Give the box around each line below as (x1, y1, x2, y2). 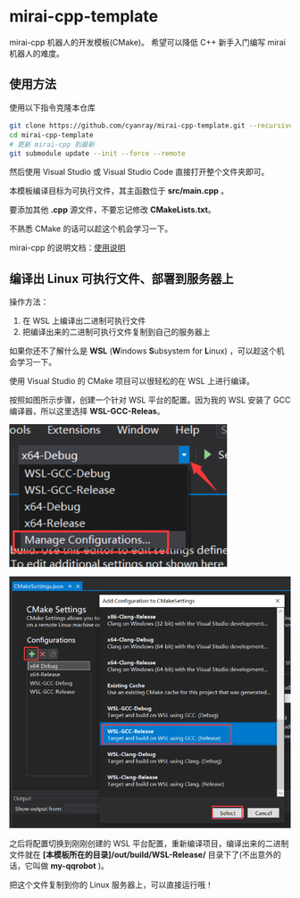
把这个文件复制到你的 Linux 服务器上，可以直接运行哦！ (9, 879, 214, 890)
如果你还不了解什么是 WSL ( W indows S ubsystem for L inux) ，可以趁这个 (9, 345, 277, 356)
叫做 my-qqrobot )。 (32, 861, 110, 871)
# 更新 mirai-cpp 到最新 (9, 140, 96, 149)
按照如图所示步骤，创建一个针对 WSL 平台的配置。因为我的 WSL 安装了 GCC (9, 395, 291, 405)
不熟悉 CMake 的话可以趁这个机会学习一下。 (9, 223, 173, 234)
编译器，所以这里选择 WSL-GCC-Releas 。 (9, 406, 165, 417)
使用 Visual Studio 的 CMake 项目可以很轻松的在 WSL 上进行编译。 (9, 376, 254, 387)
